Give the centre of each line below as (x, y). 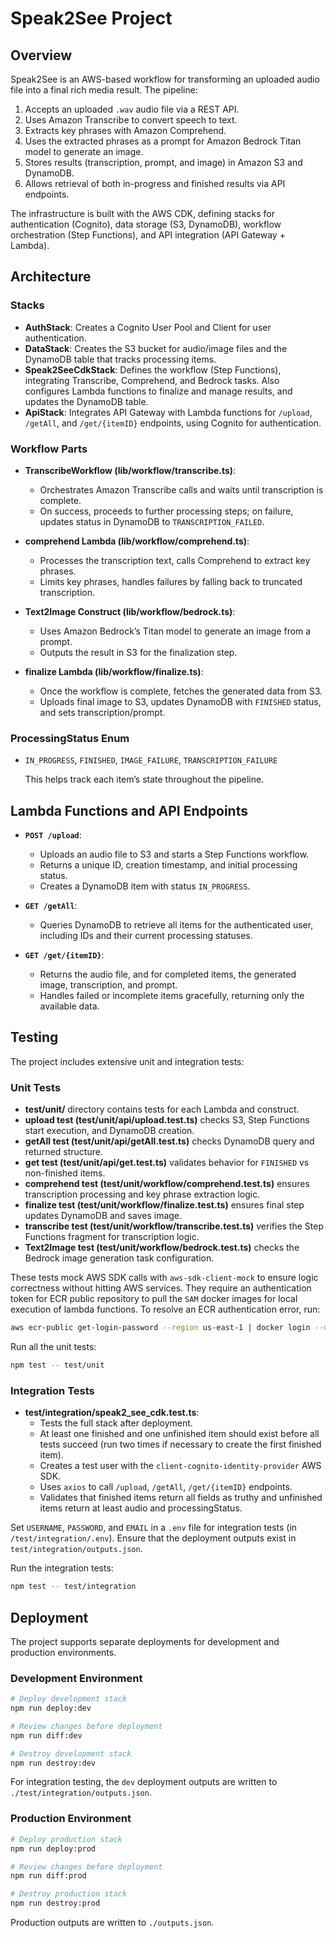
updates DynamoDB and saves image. (103, 1216)
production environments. (63, 1652)
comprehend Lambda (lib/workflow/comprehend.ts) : (137, 541)
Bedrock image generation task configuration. (119, 1258)
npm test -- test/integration (73, 1587)
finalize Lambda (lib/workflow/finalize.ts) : (114, 671)
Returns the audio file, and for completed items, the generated (168, 974)
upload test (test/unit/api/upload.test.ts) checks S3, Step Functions (167, 1120)
